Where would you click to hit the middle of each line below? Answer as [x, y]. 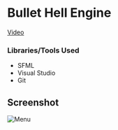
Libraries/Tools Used [43, 50]
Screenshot [33, 102]
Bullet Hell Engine [59, 13]
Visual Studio [36, 73]
